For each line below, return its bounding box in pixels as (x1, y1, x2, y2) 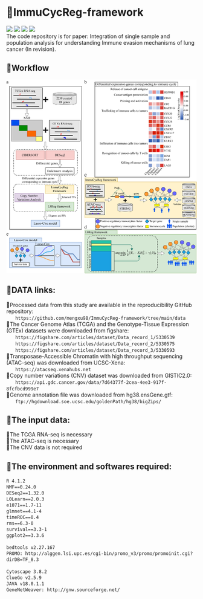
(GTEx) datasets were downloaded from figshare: (6, 326, 129, 334)
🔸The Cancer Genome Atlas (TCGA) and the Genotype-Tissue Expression (6, 320, 189, 328)
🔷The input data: (6, 415, 71, 425)
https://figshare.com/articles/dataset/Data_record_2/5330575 (14, 341, 175, 347)
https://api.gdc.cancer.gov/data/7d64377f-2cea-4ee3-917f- (14, 379, 167, 386)
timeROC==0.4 (6, 514, 39, 520)
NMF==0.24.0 (6, 484, 36, 490)
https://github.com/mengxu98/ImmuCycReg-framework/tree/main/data (14, 315, 186, 321)
